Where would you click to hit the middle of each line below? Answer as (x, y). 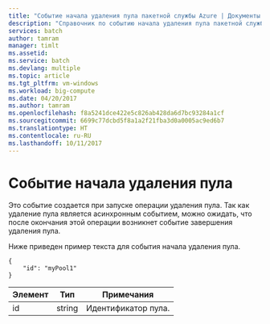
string (67, 309)
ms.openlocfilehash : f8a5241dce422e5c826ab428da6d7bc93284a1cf (117, 114)
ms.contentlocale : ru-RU (50, 135)
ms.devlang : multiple (45, 69)
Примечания (128, 295)
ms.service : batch (39, 61)
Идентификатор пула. (128, 309)
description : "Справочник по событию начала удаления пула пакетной (125, 23)
